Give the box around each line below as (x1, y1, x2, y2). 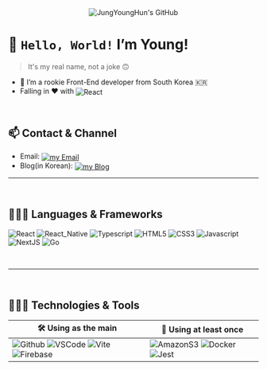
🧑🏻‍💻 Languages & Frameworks (8, 208, 163, 221)
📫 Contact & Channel (8, 127, 118, 140)
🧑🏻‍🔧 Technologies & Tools (8, 298, 141, 312)
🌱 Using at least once (161, 324, 244, 335)
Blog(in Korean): (19, 161, 73, 170)
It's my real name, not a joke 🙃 (27, 61, 130, 71)
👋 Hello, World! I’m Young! (8, 36, 189, 54)
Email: (19, 151, 41, 162)
